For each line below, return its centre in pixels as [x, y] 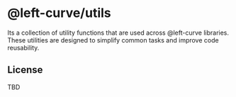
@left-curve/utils [59, 13]
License [25, 70]
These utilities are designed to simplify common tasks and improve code [113, 40]
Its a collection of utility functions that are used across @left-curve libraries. [118, 33]
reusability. [23, 47]
